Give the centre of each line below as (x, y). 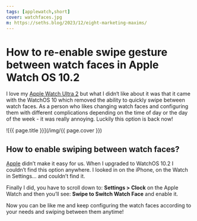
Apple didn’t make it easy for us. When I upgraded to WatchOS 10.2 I (90, 163)
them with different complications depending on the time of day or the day (97, 113)
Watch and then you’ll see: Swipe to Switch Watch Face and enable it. (92, 194)
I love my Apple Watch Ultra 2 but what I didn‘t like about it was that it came (99, 94)
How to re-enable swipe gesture (87, 52)
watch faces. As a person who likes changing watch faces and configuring (97, 106)
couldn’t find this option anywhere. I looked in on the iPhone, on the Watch (97, 170)
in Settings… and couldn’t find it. (46, 176)
